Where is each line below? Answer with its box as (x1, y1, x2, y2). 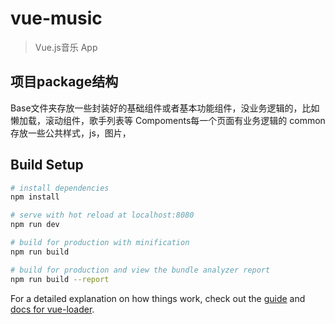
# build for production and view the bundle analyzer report (10, 265, 271, 275)
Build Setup (10, 157, 84, 174)
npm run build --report (10, 274, 110, 284)
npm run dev (10, 220, 60, 230)
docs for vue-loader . (10, 303, 95, 315)
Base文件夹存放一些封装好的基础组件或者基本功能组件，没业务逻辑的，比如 (10, 102, 320, 114)
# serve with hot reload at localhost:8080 (10, 210, 195, 221)
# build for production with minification (10, 238, 190, 248)
